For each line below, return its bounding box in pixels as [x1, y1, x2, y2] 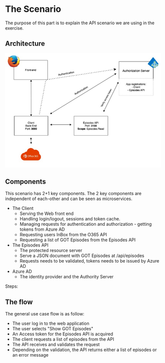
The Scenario [5, 3, 61, 15]
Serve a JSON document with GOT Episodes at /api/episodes [19, 253, 145, 259]
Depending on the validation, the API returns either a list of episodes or [12, 347, 157, 353]
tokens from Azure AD [19, 226, 65, 232]
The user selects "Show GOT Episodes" [12, 325, 93, 331]
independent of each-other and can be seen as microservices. [5, 196, 132, 202]
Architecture [5, 40, 45, 48]
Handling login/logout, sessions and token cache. [19, 216, 121, 222]
